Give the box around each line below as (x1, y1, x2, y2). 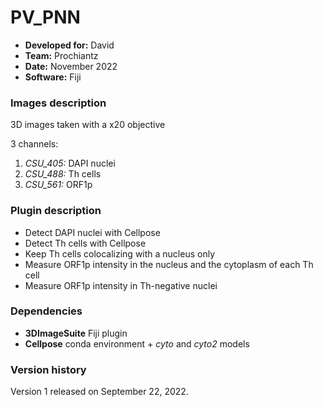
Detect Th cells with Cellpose (24, 237, 147, 249)
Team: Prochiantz (24, 49, 99, 61)
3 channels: (10, 138, 59, 150)
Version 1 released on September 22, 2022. (10, 386, 189, 398)
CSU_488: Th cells (24, 168, 102, 180)
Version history (10, 362, 87, 376)
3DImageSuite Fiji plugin (24, 327, 128, 339)
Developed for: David (24, 39, 115, 51)
